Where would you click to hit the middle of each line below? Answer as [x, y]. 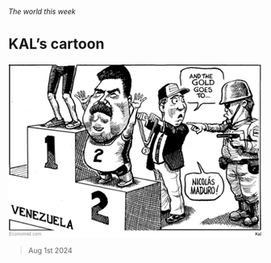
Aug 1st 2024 [50, 250]
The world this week [42, 11]
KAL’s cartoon [56, 44]
